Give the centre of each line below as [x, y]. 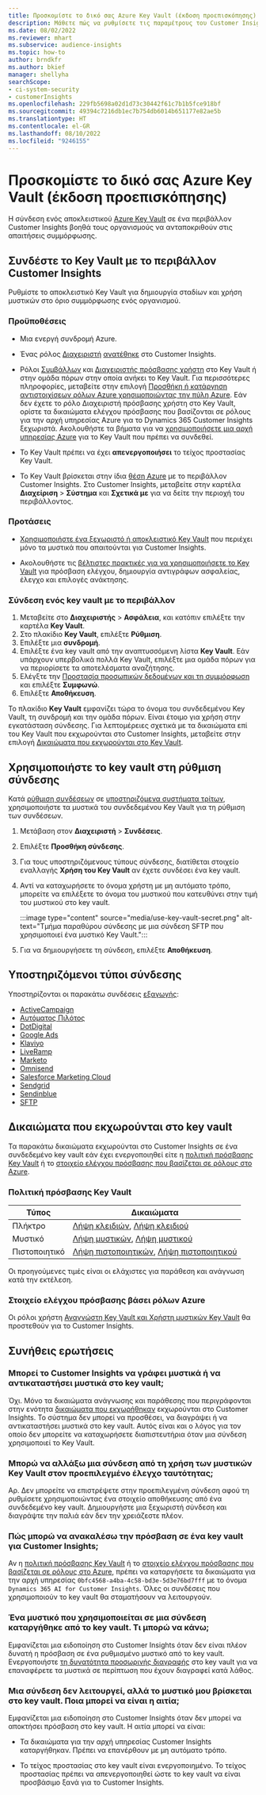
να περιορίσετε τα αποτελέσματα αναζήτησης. [97, 668]
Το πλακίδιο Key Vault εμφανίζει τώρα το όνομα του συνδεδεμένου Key [127, 709]
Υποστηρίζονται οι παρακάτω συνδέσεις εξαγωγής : [94, 994]
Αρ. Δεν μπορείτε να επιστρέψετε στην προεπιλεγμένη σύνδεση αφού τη [129, 1490]
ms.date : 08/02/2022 [42, 30]
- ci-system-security [44, 89]
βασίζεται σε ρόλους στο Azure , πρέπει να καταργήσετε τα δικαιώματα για [132, 1572]
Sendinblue [38, 1093]
